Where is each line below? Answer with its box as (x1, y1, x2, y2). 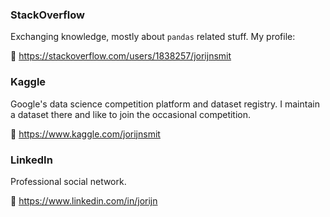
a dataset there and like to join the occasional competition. (10, 108, 252, 120)
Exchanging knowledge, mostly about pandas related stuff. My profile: (10, 31, 296, 43)
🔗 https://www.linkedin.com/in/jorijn (10, 194, 158, 207)
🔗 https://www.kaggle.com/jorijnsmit (10, 128, 161, 140)
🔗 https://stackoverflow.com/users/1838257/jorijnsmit (10, 50, 232, 62)
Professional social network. (10, 175, 127, 187)
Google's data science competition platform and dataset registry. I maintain (10, 98, 320, 110)
